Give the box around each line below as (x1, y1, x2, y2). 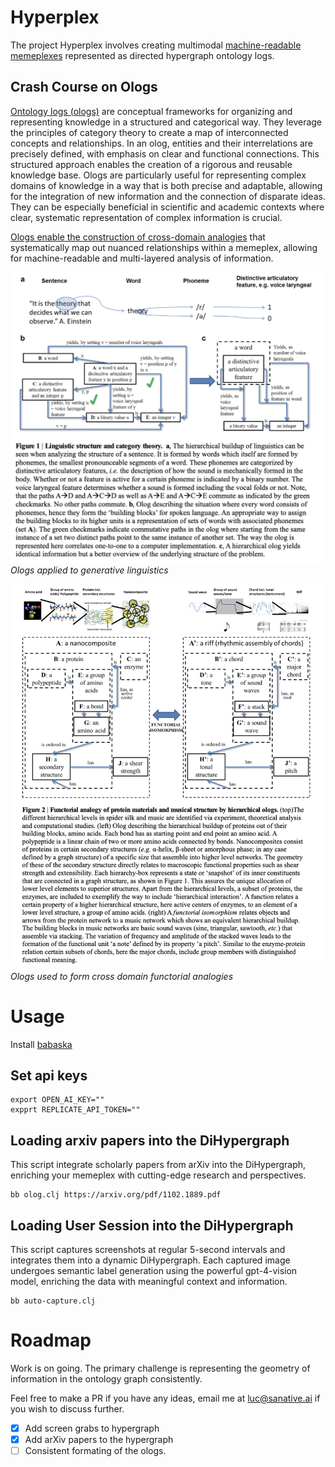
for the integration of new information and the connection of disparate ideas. (10, 190, 326, 202)
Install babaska (10, 1038, 73, 1050)
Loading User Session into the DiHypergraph (10, 1217, 294, 1234)
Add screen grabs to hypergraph (24, 1422, 160, 1435)
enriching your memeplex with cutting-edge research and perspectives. (10, 1169, 307, 1181)
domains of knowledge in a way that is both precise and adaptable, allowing (10, 179, 323, 191)
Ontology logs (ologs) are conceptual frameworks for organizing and (10, 105, 293, 117)
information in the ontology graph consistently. (10, 1373, 203, 1385)
